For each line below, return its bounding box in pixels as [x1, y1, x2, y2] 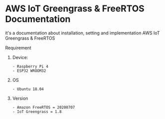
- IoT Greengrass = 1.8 [12, 109, 62, 114]
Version [12, 95, 28, 101]
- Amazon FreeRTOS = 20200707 [12, 105, 76, 110]
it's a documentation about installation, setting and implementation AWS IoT [5, 30, 160, 36]
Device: [12, 54, 28, 60]
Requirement [5, 45, 31, 51]
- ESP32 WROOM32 [12, 68, 46, 73]
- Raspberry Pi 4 [12, 64, 49, 69]
